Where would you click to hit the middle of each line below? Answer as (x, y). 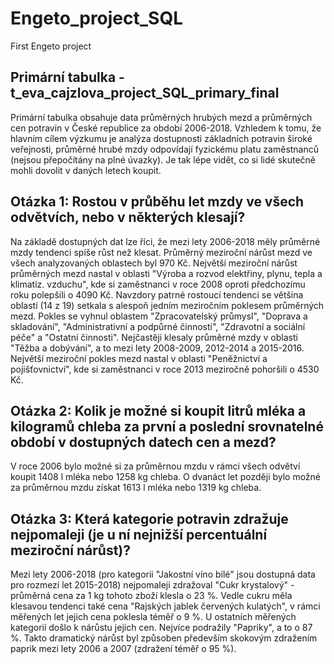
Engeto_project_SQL (97, 18)
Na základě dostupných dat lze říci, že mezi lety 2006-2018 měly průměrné (165, 241)
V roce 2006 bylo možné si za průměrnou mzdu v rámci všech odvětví (155, 466)
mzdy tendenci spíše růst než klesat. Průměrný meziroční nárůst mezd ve (161, 252)
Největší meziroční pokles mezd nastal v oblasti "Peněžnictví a (139, 358)
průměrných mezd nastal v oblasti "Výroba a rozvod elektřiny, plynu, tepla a (166, 273)
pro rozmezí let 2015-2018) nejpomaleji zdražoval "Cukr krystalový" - (152, 585)
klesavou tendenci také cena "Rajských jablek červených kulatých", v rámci (165, 606)
